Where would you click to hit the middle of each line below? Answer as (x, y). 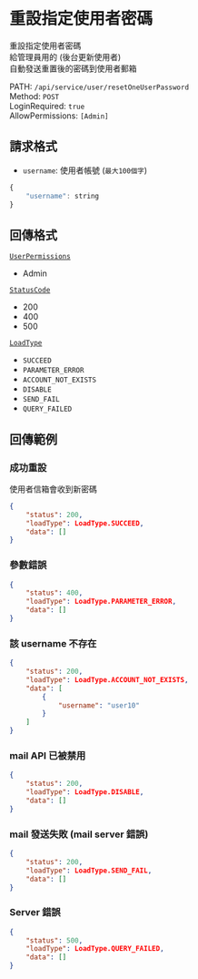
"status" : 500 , (54, 940)
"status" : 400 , (54, 593)
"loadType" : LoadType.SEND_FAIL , (89, 871)
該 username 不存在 (53, 643)
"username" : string (63, 196)
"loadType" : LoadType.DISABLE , (85, 792)
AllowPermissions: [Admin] (59, 116)
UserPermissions (40, 257)
